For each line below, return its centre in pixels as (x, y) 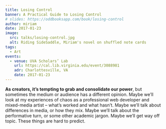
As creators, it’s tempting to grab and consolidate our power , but (74, 89)
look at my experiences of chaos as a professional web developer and (77, 99)
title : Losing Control (29, 10)
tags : (11, 47)
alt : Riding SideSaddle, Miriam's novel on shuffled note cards (78, 42)
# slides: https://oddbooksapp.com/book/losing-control (64, 19)
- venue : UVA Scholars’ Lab (39, 61)
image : (12, 33)
